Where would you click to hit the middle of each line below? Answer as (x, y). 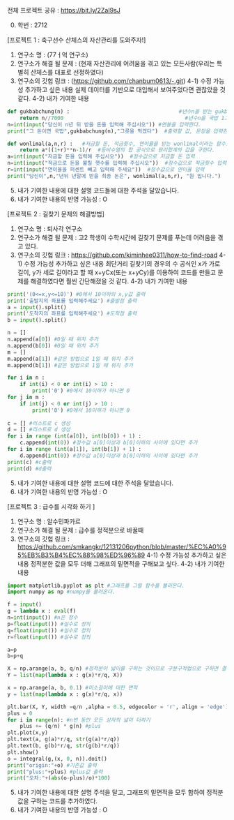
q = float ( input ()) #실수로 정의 (49, 630)
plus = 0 (20, 713)
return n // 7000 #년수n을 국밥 (119, 118)
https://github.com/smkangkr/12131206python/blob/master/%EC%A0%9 (122, 546)
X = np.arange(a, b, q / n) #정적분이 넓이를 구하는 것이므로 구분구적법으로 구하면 (113, 669)
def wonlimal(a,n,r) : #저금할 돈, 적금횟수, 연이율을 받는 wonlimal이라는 (110, 144)
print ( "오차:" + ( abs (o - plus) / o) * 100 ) (59, 778)
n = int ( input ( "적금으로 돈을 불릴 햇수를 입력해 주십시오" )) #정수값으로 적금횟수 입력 (117, 163)
